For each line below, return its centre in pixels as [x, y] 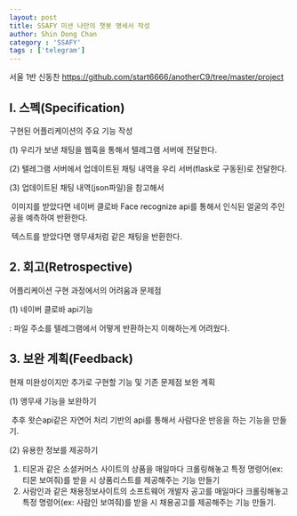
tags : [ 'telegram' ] [48, 51]
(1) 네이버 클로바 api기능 [51, 309]
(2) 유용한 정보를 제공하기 [54, 449]
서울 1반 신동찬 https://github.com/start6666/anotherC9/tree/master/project [147, 77]
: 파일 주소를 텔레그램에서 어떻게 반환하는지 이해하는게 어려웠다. [120, 328]
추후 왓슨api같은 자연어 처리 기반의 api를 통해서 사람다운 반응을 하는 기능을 [141, 420]
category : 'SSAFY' [45, 42]
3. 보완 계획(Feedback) [71, 359]
